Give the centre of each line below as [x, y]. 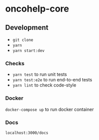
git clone [23, 40]
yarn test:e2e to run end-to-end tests [52, 80]
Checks [15, 63]
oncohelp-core [37, 9]
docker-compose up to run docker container [50, 109]
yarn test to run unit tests [40, 74]
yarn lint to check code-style [44, 85]
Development [27, 28]
